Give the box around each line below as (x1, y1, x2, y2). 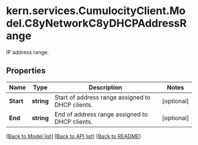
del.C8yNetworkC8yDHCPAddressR (6, 17, 187, 30)
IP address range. (6, 48, 49, 55)
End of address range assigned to (54, 110, 148, 118)
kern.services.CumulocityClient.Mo (6, 4, 186, 18)
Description (88, 83, 123, 91)
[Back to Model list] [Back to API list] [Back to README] (6, 133, 141, 140)
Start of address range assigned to (54, 93, 151, 101)
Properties (6, 66, 46, 76)
